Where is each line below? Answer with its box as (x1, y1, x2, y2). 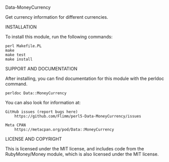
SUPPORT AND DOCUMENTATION (5, 66, 77, 71)
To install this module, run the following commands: (5, 34, 113, 39)
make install (5, 57, 33, 62)
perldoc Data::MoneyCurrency (5, 91, 67, 96)
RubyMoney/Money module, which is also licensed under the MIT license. (5, 151, 159, 157)
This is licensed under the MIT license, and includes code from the (5, 146, 144, 151)
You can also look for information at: (5, 100, 81, 105)
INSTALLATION (5, 24, 37, 30)
